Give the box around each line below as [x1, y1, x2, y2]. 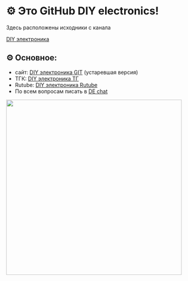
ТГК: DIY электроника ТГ [14, 75, 79, 82]
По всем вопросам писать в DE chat [14, 88, 108, 95]
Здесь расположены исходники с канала [6, 24, 111, 31]
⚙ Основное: [6, 53, 57, 63]
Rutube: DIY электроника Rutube [14, 81, 98, 88]
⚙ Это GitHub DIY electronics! [6, 4, 159, 18]
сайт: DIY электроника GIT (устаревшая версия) [14, 69, 138, 76]
